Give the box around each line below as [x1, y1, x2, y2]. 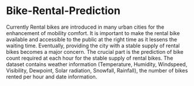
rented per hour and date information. [6, 73, 98, 80]
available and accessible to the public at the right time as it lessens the [6, 36, 178, 43]
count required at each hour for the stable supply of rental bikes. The [6, 54, 173, 61]
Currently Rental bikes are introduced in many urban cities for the [6, 23, 165, 30]
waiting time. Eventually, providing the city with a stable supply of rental [6, 42, 180, 49]
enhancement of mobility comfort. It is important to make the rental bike [6, 29, 180, 36]
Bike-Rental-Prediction [6, 4, 121, 18]
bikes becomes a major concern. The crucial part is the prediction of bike [6, 48, 184, 55]
